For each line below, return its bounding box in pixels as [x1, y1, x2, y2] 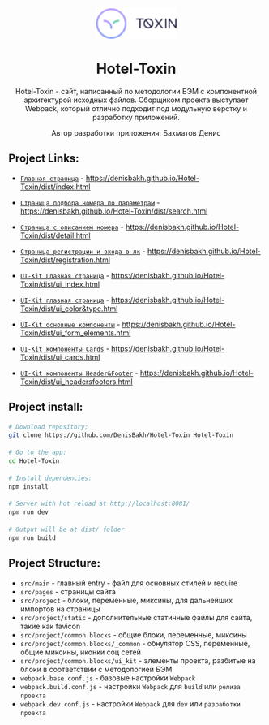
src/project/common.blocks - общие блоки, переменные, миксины [19, 629, 247, 640]
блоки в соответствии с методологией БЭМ [19, 664, 173, 674]
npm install [8, 482, 49, 490]
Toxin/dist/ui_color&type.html [19, 304, 118, 313]
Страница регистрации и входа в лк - [19, 246, 146, 256]
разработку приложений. [92, 112, 181, 122]
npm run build [8, 533, 57, 542]
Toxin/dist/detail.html [19, 231, 91, 240]
